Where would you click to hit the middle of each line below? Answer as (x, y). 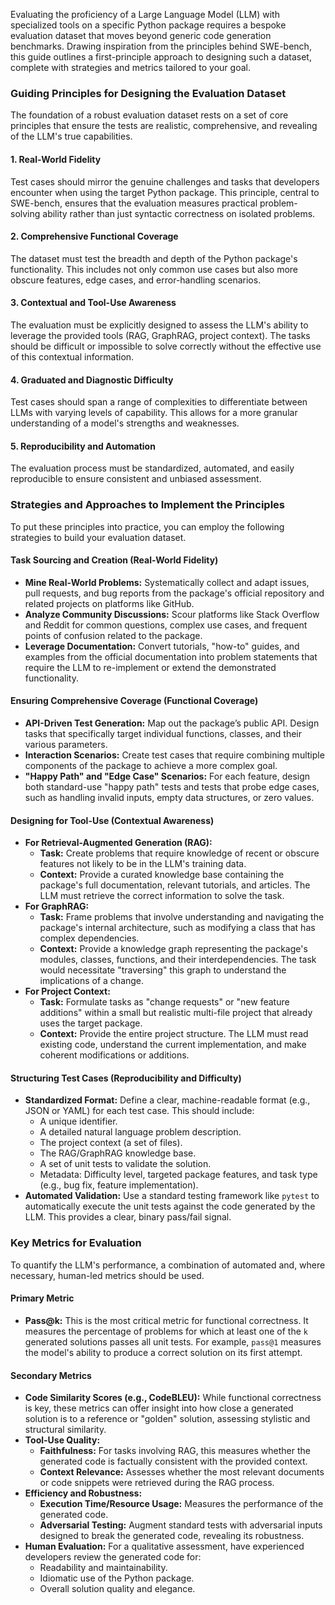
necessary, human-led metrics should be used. (107, 1275)
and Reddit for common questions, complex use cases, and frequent (166, 625)
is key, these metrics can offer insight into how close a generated (159, 1408)
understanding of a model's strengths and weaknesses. (125, 423)
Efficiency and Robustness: (83, 1493)
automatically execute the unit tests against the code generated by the (170, 1206)
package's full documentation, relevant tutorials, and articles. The (175, 885)
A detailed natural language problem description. (140, 1132)
